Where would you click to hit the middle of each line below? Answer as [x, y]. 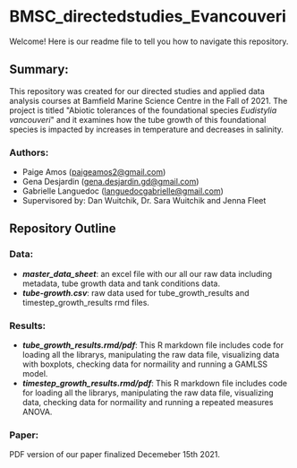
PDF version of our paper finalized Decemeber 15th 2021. [115, 455]
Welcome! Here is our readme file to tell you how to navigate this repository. [149, 41]
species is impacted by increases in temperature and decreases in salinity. [147, 129]
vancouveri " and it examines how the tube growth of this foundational [138, 119]
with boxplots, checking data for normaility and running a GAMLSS [145, 364]
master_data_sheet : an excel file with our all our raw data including [147, 273]
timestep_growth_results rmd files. [86, 302]
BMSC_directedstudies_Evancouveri [148, 17]
